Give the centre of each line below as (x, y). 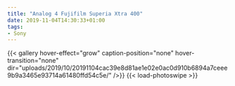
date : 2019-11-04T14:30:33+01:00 (56, 20)
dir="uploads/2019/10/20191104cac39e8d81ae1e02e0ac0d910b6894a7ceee (118, 68)
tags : (15, 27)
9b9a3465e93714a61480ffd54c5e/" (59, 76)
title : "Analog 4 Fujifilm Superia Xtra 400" (75, 14)
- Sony (17, 33)
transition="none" (33, 61)
